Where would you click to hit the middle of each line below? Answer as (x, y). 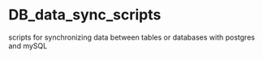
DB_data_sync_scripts (85, 15)
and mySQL (28, 45)
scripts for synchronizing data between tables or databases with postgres (132, 37)
